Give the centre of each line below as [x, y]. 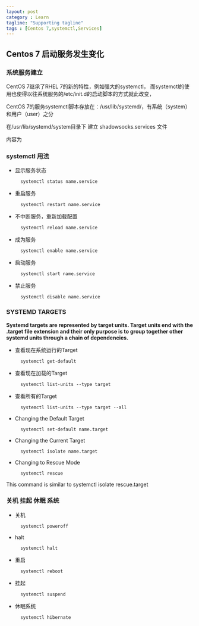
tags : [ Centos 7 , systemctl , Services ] [54, 28]
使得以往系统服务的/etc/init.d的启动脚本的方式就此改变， [85, 94]
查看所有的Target [36, 396]
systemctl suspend [43, 594]
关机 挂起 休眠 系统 [33, 501]
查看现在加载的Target [41, 373]
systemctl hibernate [46, 617]
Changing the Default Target [49, 418]
